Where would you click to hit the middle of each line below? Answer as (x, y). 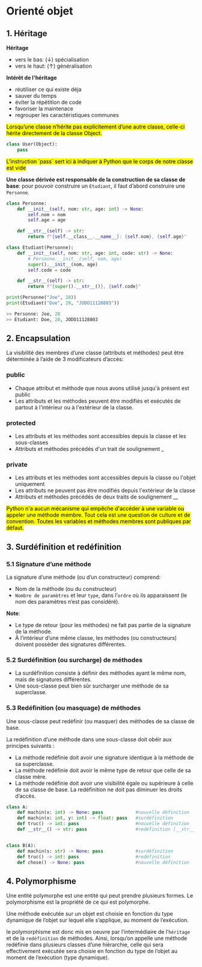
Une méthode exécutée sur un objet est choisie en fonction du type (90, 914)
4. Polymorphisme (41, 881)
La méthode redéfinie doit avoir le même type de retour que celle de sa (103, 770)
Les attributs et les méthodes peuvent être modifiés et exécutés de (98, 401)
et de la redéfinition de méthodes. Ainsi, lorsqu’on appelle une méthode (97, 938)
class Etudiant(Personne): (40, 247)
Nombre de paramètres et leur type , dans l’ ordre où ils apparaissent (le (101, 595)
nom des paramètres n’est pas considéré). (67, 602)
